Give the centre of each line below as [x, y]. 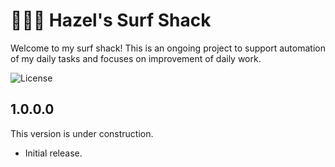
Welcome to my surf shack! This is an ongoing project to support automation [168, 48]
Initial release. [53, 153]
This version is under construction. [82, 133]
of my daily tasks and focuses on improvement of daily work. [136, 58]
